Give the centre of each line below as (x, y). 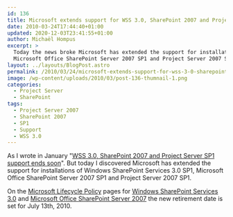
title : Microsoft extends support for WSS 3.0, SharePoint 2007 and (108, 20)
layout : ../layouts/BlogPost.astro (59, 65)
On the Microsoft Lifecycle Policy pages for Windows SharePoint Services (113, 191)
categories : (24, 85)
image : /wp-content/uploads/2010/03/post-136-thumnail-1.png (97, 78)
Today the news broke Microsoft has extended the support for (105, 53)
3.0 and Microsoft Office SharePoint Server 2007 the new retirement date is (115, 199)
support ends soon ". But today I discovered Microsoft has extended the (109, 163)
